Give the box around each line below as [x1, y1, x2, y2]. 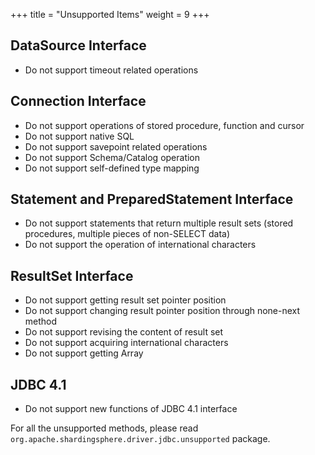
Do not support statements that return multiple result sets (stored [24, 217, 294, 229]
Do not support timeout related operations [24, 64, 199, 76]
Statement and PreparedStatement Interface [10, 191, 294, 208]
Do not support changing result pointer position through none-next [24, 305, 301, 317]
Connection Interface [10, 93, 147, 110]
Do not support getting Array [24, 347, 144, 359]
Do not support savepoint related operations [24, 140, 208, 153]
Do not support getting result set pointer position [24, 294, 227, 306]
